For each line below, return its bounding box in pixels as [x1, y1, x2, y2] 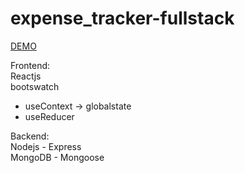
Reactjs [10, 70, 42, 82]
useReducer [24, 110, 75, 122]
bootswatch [10, 80, 60, 92]
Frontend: [10, 59, 51, 71]
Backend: [10, 130, 50, 142]
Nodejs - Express [10, 140, 82, 152]
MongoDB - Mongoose [10, 151, 105, 163]
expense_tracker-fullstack [10, 7, 235, 30]
